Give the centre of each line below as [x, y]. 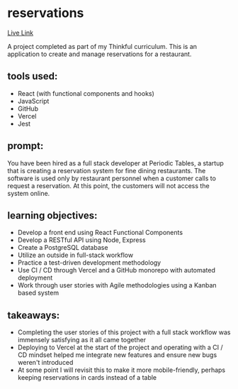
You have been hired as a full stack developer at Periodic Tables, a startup [116, 163]
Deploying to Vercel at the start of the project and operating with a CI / [120, 347]
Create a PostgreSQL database [63, 248]
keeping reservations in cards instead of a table [87, 378]
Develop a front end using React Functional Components [100, 233]
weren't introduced [45, 363]
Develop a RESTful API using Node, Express [82, 240]
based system [38, 293]
